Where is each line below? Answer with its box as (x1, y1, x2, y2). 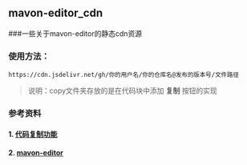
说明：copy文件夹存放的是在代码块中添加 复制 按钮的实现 (27, 86, 218, 95)
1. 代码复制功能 (8, 129, 58, 139)
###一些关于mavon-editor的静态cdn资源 (8, 28, 143, 38)
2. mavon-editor (8, 148, 64, 158)
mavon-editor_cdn (8, 6, 103, 20)
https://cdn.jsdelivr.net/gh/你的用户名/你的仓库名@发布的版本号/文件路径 (8, 71, 239, 79)
